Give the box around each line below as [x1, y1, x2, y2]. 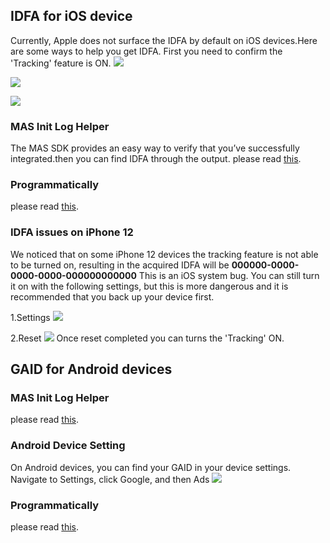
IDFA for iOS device [10, 8, 133, 25]
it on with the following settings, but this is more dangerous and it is [10, 280, 289, 292]
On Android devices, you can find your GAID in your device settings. [10, 461, 292, 473]
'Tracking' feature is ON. [10, 57, 112, 69]
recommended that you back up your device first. [10, 290, 215, 303]
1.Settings [10, 311, 51, 323]
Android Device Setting [10, 439, 126, 453]
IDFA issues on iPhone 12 [10, 225, 134, 239]
